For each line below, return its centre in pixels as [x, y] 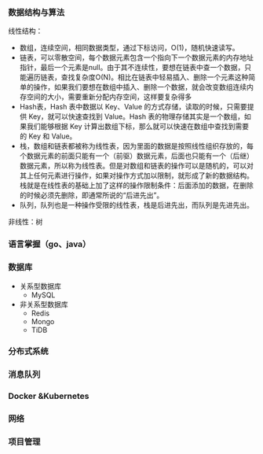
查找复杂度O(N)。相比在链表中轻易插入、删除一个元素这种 [155, 77]
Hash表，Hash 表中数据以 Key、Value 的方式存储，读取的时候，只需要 [133, 107]
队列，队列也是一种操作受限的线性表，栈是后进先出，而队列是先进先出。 [136, 205]
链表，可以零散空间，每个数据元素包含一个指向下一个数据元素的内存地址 [136, 57]
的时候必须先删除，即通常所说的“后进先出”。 [91, 195]
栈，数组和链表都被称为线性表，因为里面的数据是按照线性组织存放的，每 [136, 146]
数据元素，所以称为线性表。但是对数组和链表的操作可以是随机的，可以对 [136, 166]
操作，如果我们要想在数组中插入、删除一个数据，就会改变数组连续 [140, 87]
